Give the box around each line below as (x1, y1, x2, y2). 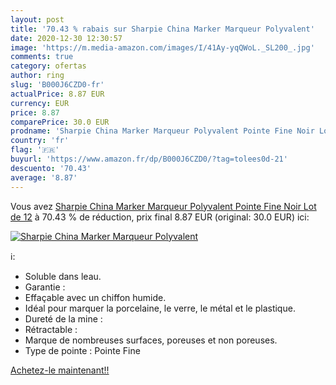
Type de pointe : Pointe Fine (24, 344, 141, 356)
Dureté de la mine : (24, 312, 103, 325)
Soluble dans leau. (24, 270, 102, 282)
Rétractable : (24, 323, 78, 335)
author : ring (10, 71, 65, 81)
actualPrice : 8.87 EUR (10, 89, 105, 99)
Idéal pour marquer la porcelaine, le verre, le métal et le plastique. (24, 302, 296, 314)
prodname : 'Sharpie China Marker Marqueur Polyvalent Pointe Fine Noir (10, 126, 315, 136)
